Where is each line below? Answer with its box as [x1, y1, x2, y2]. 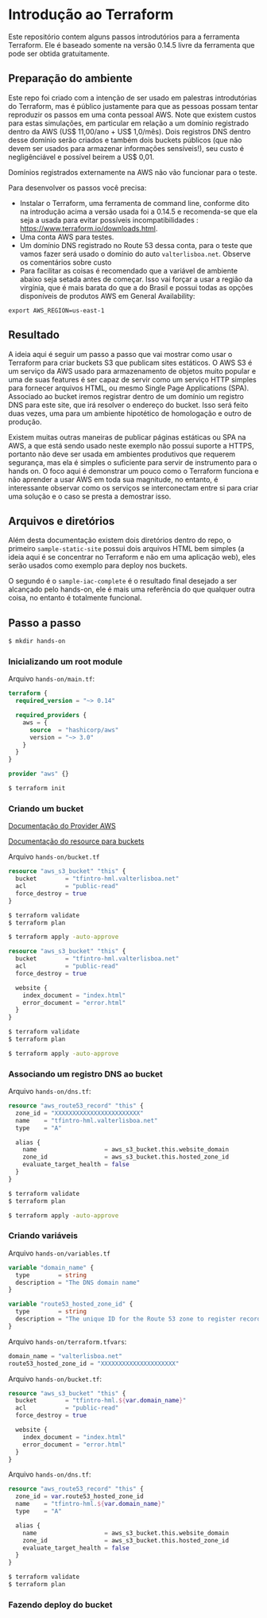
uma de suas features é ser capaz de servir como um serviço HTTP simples [8, 374, 257, 384]
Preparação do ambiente [8, 72, 133, 85]
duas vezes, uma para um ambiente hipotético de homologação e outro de [8, 408, 252, 418]
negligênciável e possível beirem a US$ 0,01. [8, 152, 155, 161]
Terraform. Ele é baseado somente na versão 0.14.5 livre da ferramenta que [8, 40, 255, 49]
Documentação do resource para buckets [8, 836, 145, 846]
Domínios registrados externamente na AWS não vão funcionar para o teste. [8, 167, 257, 177]
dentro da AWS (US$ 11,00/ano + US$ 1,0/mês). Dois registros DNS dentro [8, 126, 251, 136]
